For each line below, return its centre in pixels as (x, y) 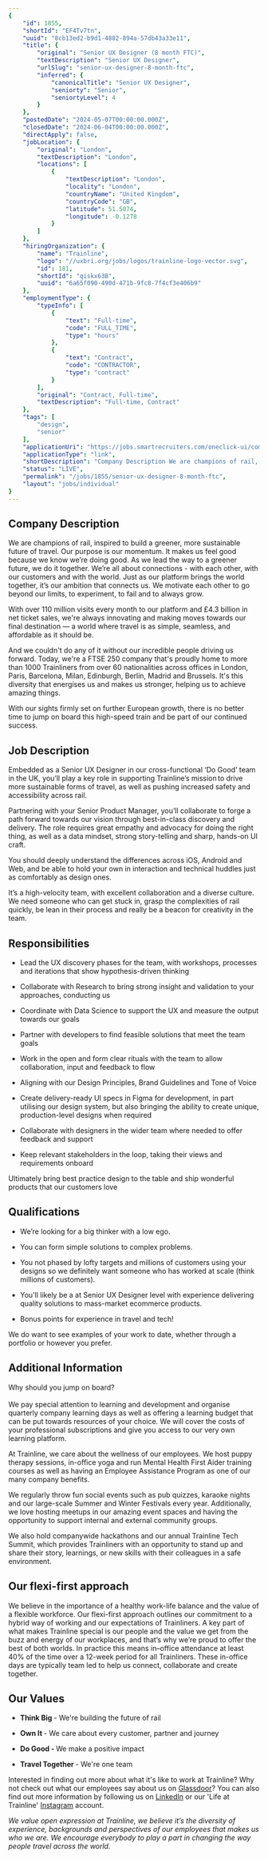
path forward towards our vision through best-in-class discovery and (122, 820)
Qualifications (44, 1212)
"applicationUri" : (53, 447)
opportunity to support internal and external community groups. (113, 1520)
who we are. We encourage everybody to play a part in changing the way (130, 1838)
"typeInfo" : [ (60, 305)
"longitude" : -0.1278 (101, 217)
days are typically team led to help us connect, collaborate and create (123, 1665)
